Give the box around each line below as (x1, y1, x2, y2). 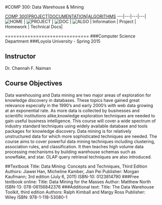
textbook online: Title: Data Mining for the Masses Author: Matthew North (5, 179, 151, 185)
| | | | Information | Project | (24, 19, 136, 24)
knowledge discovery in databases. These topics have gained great (5, 97, 140, 103)
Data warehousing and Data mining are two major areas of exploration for (5, 92, 151, 98)
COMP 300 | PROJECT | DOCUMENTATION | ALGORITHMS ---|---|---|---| (5, 14, 147, 19)
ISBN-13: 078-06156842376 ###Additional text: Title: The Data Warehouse (5, 184, 154, 189)
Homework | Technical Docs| (5, 24, 63, 30)
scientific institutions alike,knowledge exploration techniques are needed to (5, 112, 156, 118)
